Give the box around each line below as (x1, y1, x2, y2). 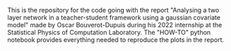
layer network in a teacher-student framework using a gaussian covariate (7, 13, 221, 22)
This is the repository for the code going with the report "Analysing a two (7, 6, 220, 14)
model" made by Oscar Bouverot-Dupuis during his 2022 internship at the (7, 21, 223, 29)
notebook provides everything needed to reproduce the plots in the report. (7, 36, 225, 44)
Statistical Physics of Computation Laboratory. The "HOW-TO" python (7, 28, 211, 36)
